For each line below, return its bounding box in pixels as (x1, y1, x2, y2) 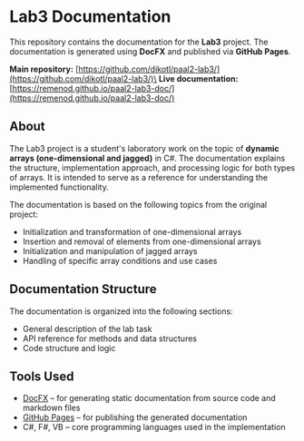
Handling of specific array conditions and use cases (22, 255, 218, 266)
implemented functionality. (9, 181, 109, 192)
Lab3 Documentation (9, 6, 172, 27)
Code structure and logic (22, 342, 116, 353)
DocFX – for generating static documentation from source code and (22, 393, 277, 404)
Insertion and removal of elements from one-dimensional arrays (22, 236, 261, 247)
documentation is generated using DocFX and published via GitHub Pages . (9, 45, 291, 56)
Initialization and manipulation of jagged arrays (22, 245, 198, 256)
